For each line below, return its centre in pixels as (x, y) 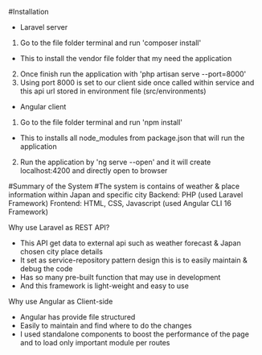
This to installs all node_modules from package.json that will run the (132, 138)
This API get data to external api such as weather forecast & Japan (130, 243)
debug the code (46, 268)
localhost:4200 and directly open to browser (94, 171)
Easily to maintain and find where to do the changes (106, 326)
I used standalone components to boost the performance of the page (134, 334)
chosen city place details (61, 252)
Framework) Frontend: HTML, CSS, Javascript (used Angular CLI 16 (120, 203)
